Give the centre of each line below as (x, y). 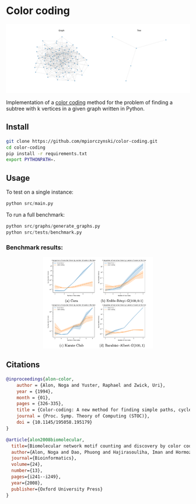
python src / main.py (30, 204)
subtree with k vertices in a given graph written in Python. (75, 108)
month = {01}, (34, 397)
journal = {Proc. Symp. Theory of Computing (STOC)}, (83, 416)
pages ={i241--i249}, (36, 477)
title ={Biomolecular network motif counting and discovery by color (96, 446)
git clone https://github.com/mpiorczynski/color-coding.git (82, 141)
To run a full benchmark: (36, 214)
